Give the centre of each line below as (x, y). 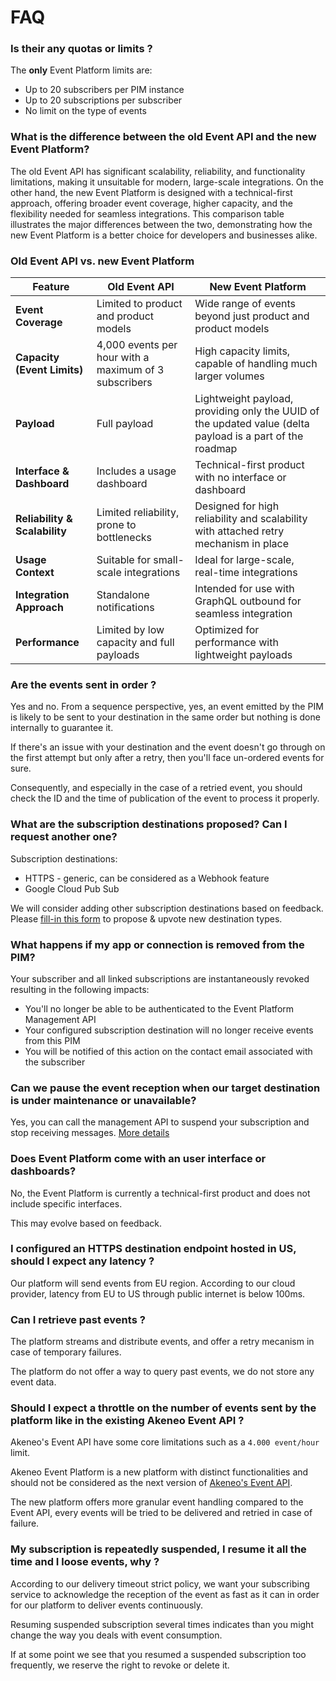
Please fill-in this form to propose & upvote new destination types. (146, 918)
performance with (236, 643)
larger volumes (229, 376)
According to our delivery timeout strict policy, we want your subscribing (160, 1583)
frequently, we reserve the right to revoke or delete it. (120, 1665)
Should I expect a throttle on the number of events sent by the (163, 1408)
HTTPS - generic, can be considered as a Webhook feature (147, 878)
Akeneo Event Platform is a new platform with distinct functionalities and (159, 1472)
